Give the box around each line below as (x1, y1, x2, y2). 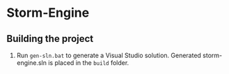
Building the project (6, 33, 94, 45)
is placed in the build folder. (47, 59, 129, 67)
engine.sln (16, 59, 47, 67)
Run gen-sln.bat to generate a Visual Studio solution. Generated (16, 51, 201, 59)
